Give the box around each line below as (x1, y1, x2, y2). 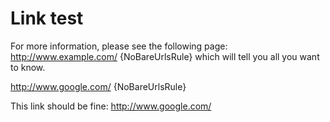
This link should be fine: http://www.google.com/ (10, 100, 212, 112)
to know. (10, 61, 46, 73)
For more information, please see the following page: (10, 40, 228, 52)
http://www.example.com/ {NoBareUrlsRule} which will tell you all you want (10, 50, 320, 62)
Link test (10, 7, 84, 30)
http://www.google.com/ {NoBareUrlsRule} (10, 80, 187, 92)
